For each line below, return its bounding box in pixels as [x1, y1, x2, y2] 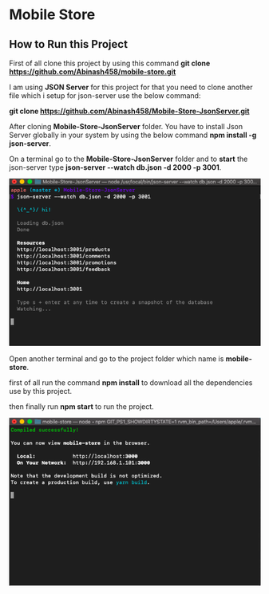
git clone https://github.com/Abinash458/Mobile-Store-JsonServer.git [9, 106, 250, 116]
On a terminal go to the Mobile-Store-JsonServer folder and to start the [9, 154, 248, 163]
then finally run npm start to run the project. [9, 401, 154, 411]
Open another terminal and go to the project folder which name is [9, 353, 224, 364]
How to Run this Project [9, 37, 129, 51]
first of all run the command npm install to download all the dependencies [9, 377, 253, 387]
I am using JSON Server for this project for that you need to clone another [9, 82, 253, 92]
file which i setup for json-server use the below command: [9, 91, 201, 100]
